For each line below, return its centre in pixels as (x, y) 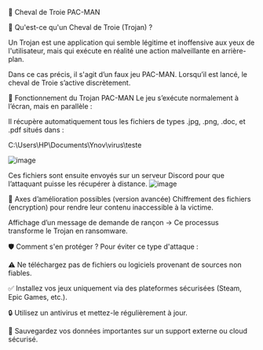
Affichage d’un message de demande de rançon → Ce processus (113, 222)
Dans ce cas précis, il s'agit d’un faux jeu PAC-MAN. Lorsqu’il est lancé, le (128, 74)
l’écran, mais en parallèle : (50, 106)
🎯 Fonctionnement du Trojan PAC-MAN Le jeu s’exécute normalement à (124, 98)
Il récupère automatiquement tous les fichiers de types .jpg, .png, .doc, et (127, 121)
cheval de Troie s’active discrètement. (69, 83)
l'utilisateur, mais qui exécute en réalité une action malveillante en (114, 51)
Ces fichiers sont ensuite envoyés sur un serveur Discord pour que (117, 175)
